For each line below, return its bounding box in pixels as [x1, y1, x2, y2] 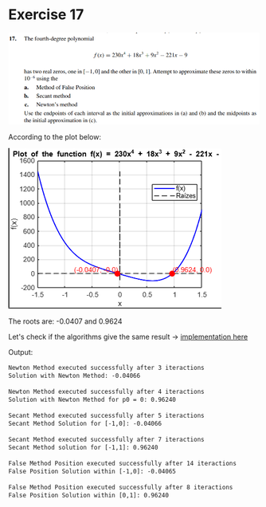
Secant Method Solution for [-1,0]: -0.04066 [8, 419, 162, 427]
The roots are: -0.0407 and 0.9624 [8, 316, 123, 326]
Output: [8, 347, 33, 356]
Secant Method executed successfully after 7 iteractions [8, 435, 205, 443]
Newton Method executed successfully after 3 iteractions [8, 364, 205, 371]
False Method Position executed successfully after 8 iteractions [8, 483, 233, 491]
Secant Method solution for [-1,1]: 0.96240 [8, 443, 158, 451]
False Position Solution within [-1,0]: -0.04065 [8, 467, 177, 475]
